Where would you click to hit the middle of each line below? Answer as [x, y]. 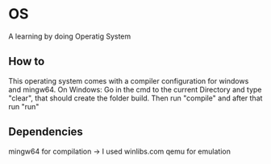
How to [27, 61]
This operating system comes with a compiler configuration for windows [129, 80]
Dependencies [46, 132]
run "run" [24, 106]
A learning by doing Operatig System [70, 36]
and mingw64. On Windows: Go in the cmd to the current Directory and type [135, 89]
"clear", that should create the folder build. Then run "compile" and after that [135, 98]
